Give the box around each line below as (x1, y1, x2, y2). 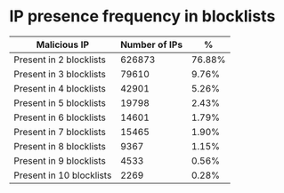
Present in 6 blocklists (13, 111, 107, 124)
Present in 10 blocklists (13, 169, 112, 181)
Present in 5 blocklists (13, 96, 107, 109)
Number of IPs (119, 38, 183, 51)
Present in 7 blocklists (13, 125, 107, 138)
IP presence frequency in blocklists (9, 6, 276, 27)
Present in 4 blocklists (13, 82, 107, 94)
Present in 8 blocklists (13, 140, 107, 152)
